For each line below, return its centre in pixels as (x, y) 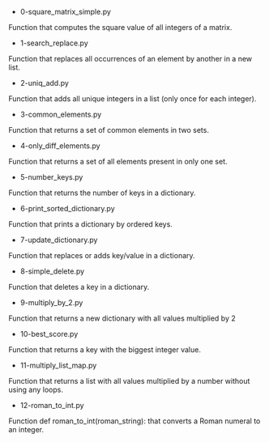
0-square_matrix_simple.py (66, 12)
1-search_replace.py (54, 43)
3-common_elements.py (61, 114)
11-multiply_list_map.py (58, 365)
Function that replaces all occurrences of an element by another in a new (130, 59)
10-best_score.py (49, 334)
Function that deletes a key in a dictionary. (79, 287)
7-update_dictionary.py (59, 240)
